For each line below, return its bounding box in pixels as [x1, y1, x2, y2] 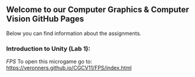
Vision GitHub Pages [6, 14, 84, 24]
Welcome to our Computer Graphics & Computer [6, 5, 189, 15]
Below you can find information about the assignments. [6, 30, 141, 37]
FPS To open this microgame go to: [6, 58, 92, 65]
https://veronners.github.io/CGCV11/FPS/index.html [6, 65, 132, 72]
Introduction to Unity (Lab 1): [6, 44, 90, 53]
